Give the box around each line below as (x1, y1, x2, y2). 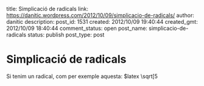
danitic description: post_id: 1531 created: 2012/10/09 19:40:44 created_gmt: (6, 18, 198, 25)
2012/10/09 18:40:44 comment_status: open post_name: (6, 24, 148, 32)
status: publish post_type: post (27, 31, 105, 38)
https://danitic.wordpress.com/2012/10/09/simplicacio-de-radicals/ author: (6, 12, 195, 19)
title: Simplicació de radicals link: (6, 5, 89, 12)
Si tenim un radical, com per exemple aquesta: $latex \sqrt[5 (6, 73, 158, 80)
